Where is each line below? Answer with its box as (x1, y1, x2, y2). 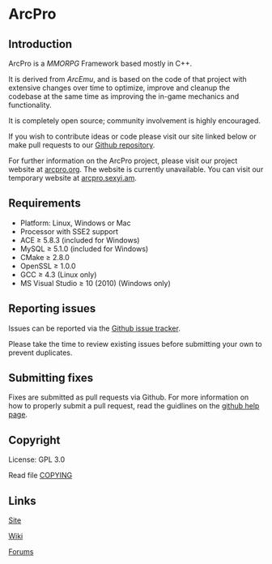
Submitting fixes (8, 371, 94, 385)
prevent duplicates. (8, 348, 73, 357)
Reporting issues (8, 301, 96, 316)
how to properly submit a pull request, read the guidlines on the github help (8, 401, 260, 411)
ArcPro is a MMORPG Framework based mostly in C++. (8, 58, 193, 68)
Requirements (8, 196, 81, 211)
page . (8, 410, 28, 420)
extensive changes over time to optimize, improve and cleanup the (8, 83, 231, 92)
